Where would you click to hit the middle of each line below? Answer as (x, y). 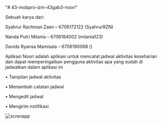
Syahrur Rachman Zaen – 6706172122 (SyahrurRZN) (59, 27)
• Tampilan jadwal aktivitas (33, 77)
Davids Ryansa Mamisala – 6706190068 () (49, 47)
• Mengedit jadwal (24, 96)
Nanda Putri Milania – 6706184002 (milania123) (54, 37)
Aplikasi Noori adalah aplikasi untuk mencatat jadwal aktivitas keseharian (81, 56)
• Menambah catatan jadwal (35, 87)
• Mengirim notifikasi (27, 106)
